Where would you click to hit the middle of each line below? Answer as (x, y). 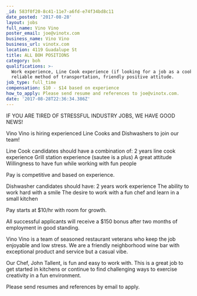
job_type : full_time (31, 83)
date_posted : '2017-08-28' (39, 17)
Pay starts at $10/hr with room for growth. (57, 210)
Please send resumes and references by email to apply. (73, 287)
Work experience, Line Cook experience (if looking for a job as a (96, 72)
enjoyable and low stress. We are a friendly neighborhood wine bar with (93, 245)
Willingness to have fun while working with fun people (71, 163)
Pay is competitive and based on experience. (60, 174)
